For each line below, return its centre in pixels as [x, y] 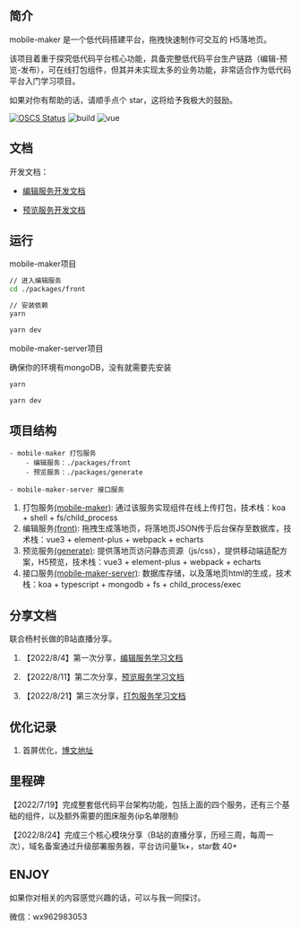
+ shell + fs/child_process [70, 517]
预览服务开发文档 [54, 210]
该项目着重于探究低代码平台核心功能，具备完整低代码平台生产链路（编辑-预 [149, 58]
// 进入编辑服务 [35, 281]
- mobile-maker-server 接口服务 [67, 490]
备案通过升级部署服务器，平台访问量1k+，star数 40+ [141, 846]
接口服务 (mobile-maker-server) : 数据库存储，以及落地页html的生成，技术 [157, 573]
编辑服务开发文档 [54, 190]
